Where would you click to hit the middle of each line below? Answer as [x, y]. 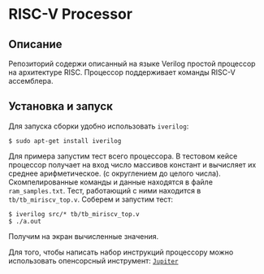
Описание [35, 44]
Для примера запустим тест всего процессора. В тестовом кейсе [123, 156]
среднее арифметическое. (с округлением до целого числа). [115, 173]
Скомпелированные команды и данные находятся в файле [111, 182]
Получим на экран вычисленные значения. [84, 236]
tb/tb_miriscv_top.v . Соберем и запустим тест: [91, 199]
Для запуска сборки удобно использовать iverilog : [99, 126]
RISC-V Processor [70, 14]
